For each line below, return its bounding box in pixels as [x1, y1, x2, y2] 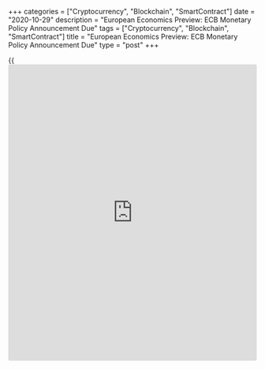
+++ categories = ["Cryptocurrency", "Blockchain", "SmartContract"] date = [8, 7, 256, 16]
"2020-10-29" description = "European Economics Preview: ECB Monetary [8, 15, 252, 24]
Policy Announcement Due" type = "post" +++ [8, 40, 159, 50]
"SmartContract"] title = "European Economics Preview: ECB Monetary [8, 32, 238, 41]
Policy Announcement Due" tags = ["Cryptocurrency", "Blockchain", [8, 24, 230, 32]
